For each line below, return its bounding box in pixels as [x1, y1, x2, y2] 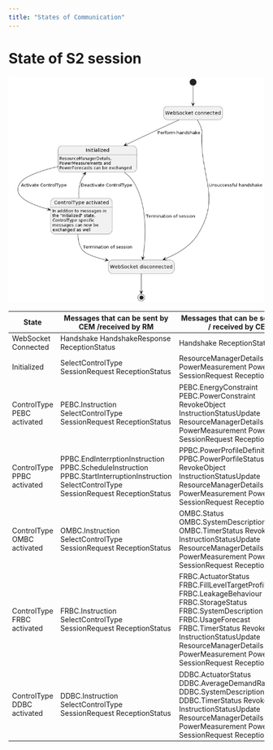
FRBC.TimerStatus [178, 623, 241, 634]
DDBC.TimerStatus [178, 695, 242, 705]
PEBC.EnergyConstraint [178, 382, 258, 392]
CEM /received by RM [78, 321, 154, 331]
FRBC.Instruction [60, 606, 117, 616]
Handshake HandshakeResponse [60, 334, 171, 343]
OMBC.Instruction [60, 525, 120, 536]
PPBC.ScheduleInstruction [60, 462, 149, 472]
